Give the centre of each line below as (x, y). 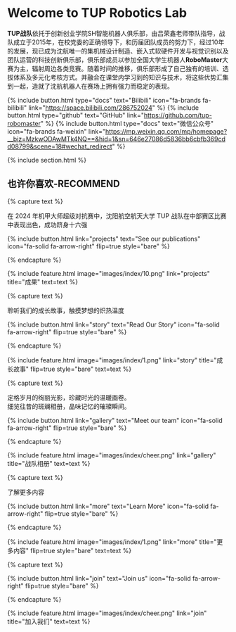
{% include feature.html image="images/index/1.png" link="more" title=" (112, 542)
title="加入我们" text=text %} (49, 621)
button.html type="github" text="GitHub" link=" (76, 115)
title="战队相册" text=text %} (49, 463)
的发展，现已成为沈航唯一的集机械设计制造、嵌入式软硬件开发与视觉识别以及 (118, 51)
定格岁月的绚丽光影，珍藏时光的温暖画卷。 (69, 397)
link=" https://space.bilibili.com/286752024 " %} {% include (113, 108)
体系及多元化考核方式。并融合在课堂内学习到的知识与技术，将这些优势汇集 (121, 77)
